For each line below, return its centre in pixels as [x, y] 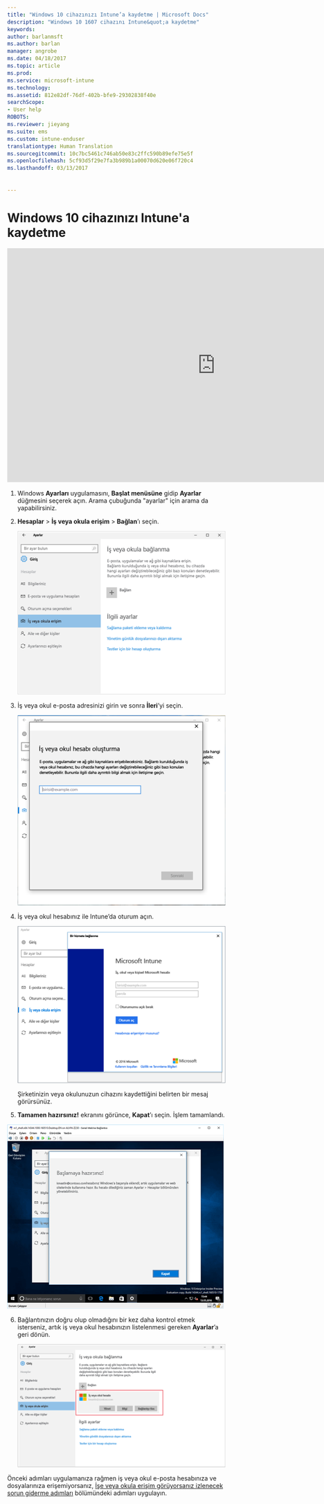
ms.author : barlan [34, 44]
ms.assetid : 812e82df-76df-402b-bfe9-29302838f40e [82, 95]
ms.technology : [29, 88]
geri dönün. [34, 1335]
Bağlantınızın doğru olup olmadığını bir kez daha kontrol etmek [106, 1320]
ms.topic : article [34, 66]
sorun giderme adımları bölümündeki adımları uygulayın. [87, 1493]
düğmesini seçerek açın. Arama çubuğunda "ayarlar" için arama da [113, 500]
